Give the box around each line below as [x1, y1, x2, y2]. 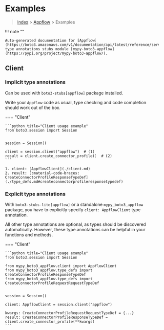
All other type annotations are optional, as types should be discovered [5, 221, 146, 227]
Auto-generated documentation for [5, 38, 76, 43]
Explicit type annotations [5, 190, 66, 197]
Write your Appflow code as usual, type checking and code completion [5, 99, 146, 105]
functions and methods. [5, 232, 53, 238]
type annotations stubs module [5, 46, 69, 51]
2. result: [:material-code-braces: [5, 171, 80, 176]
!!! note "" [5, 28, 24, 34]
